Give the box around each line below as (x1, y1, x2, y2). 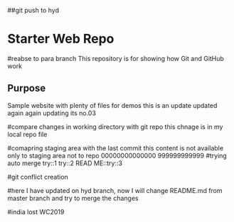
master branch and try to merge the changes (7, 194, 139, 202)
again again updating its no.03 (7, 109, 96, 117)
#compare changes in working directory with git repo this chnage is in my (7, 122, 223, 131)
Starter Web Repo (7, 31, 115, 47)
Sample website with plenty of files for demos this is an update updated (7, 101, 218, 109)
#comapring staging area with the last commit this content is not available (7, 143, 224, 152)
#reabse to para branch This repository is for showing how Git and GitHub (7, 54, 224, 62)
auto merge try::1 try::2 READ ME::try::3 (7, 159, 123, 167)
